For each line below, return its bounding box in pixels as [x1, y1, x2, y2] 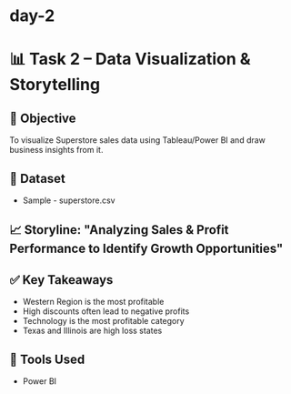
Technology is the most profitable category [22, 316, 185, 327]
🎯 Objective [9, 110, 76, 126]
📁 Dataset [9, 170, 66, 187]
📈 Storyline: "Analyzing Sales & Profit [9, 222, 229, 237]
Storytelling [9, 75, 101, 96]
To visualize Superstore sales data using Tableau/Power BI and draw [9, 135, 266, 146]
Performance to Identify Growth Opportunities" [9, 241, 284, 257]
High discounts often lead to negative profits [22, 306, 190, 317]
